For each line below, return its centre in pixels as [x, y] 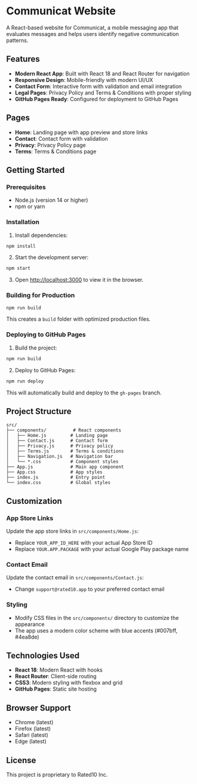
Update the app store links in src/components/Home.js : [73, 531]
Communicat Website [61, 11]
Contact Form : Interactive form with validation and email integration [98, 86]
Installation [23, 222]
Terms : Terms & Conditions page [56, 151]
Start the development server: [52, 257]
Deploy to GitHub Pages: [45, 370]
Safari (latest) [32, 735]
